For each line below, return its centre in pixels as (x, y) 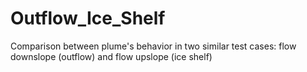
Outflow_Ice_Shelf (88, 18)
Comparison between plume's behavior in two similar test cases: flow (153, 46)
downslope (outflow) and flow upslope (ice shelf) (111, 56)
